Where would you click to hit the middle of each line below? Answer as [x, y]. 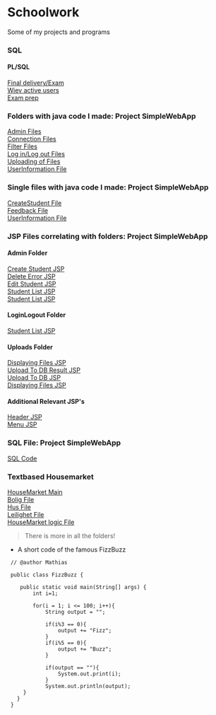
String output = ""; [75, 612]
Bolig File [21, 499]
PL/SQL [19, 67]
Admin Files [24, 132]
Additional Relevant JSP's [46, 401]
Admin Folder [28, 253]
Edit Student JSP [32, 284]
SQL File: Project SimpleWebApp [64, 443]
